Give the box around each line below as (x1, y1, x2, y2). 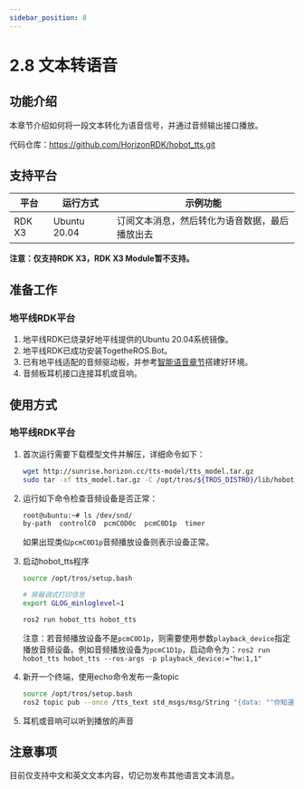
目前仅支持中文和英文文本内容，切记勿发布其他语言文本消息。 (9, 770, 240, 781)
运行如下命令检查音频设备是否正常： (22, 493, 158, 504)
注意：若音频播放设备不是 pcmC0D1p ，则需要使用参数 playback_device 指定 (22, 632, 291, 643)
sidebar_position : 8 (9, 13, 88, 23)
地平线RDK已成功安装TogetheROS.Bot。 (22, 345, 173, 356)
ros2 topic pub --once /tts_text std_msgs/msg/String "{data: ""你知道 (22, 698, 295, 707)
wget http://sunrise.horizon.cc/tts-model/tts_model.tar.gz (22, 467, 254, 476)
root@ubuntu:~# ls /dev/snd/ (22, 511, 133, 520)
